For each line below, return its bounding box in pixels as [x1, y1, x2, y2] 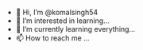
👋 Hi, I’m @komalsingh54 [15, 8, 99, 17]
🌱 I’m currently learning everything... [15, 25, 136, 33]
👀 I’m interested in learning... [15, 16, 110, 25]
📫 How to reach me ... [15, 33, 90, 43]
